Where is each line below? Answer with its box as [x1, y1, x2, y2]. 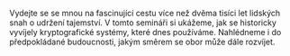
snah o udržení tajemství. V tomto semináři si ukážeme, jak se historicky [9, 17, 277, 28]
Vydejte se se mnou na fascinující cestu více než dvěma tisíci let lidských [9, 8, 281, 18]
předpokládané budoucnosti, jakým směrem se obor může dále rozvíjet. [9, 36, 276, 47]
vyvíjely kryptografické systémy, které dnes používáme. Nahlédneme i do [9, 27, 282, 37]
